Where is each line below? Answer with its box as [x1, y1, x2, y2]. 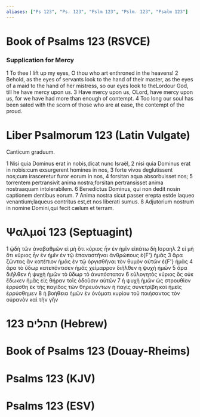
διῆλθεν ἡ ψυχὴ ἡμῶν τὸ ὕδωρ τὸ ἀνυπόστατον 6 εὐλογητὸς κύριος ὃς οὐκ [6, 270, 194, 278]
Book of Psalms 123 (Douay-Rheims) [6, 345, 190, 358]
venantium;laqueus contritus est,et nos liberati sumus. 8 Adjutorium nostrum [6, 198, 195, 205]
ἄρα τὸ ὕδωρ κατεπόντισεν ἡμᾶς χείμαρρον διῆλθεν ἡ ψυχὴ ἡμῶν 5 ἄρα [6, 264, 187, 271]
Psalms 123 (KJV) [6, 372, 96, 385]
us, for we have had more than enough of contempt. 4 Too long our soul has [6, 95, 194, 102]
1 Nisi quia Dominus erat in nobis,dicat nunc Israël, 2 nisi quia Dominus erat [6, 160, 191, 168]
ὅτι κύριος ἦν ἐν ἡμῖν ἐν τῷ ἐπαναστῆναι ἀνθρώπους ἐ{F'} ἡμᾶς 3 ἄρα [6, 251, 183, 258]
